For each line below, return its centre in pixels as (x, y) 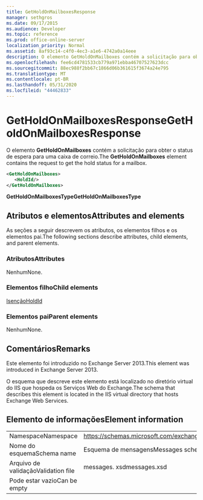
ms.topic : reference (32, 34)
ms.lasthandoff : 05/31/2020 (42, 85)
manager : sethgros (29, 18)
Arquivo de (25, 463)
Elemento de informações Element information (95, 420)
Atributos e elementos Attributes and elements (95, 216)
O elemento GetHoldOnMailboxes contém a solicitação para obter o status (100, 150)
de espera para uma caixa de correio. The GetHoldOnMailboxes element (97, 156)
